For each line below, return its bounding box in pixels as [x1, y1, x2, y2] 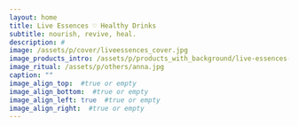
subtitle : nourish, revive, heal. [9, 29, 137, 38]
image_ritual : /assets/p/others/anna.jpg [9, 63, 165, 72]
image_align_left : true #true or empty [9, 95, 161, 105]
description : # [9, 37, 66, 47]
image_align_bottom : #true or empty [9, 87, 149, 96]
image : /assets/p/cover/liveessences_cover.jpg [9, 46, 189, 55]
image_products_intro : [9, 54, 93, 63]
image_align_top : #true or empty [9, 79, 137, 88]
